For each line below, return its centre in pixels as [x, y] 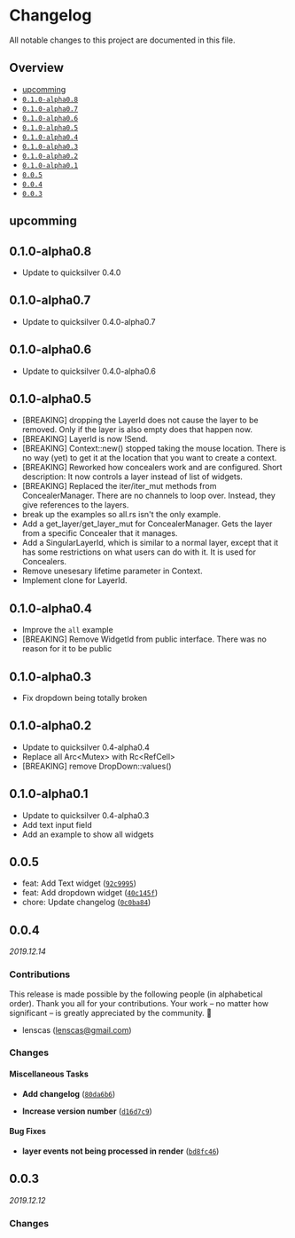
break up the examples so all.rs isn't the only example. [121, 515]
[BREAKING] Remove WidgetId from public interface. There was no [144, 639]
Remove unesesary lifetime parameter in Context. [112, 571]
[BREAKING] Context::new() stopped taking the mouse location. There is [154, 448]
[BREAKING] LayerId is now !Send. [85, 439]
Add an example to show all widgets [88, 834]
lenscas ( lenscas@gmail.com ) [77, 1029]
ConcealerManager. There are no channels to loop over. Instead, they [149, 496]
